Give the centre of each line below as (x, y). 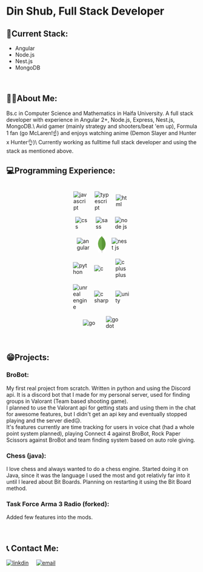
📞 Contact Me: (32, 548)
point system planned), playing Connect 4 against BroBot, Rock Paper (93, 433)
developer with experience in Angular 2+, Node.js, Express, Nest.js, (91, 119)
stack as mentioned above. (40, 151)
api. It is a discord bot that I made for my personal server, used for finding (98, 394)
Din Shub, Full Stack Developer (85, 11)
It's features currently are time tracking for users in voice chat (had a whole (101, 427)
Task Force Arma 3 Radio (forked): (58, 504)
